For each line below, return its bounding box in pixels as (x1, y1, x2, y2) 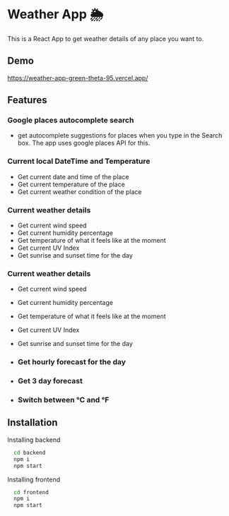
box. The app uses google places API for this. (17, 139, 151, 148)
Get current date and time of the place (17, 172, 129, 181)
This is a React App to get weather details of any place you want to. (7, 34, 204, 43)
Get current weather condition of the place (17, 187, 142, 196)
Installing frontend (7, 475, 61, 484)
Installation (7, 416, 58, 428)
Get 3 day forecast (17, 376, 83, 386)
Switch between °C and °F (17, 395, 110, 405)
